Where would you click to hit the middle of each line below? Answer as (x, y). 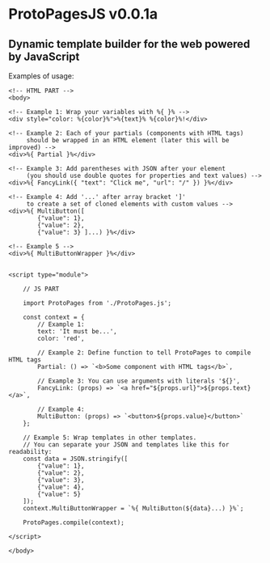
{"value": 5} (59, 494)
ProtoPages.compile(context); (74, 523)
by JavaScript (44, 56)
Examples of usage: (41, 76)
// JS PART (41, 289)
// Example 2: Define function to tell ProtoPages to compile (144, 353)
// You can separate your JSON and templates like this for (126, 445)
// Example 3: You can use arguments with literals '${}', (139, 381)
